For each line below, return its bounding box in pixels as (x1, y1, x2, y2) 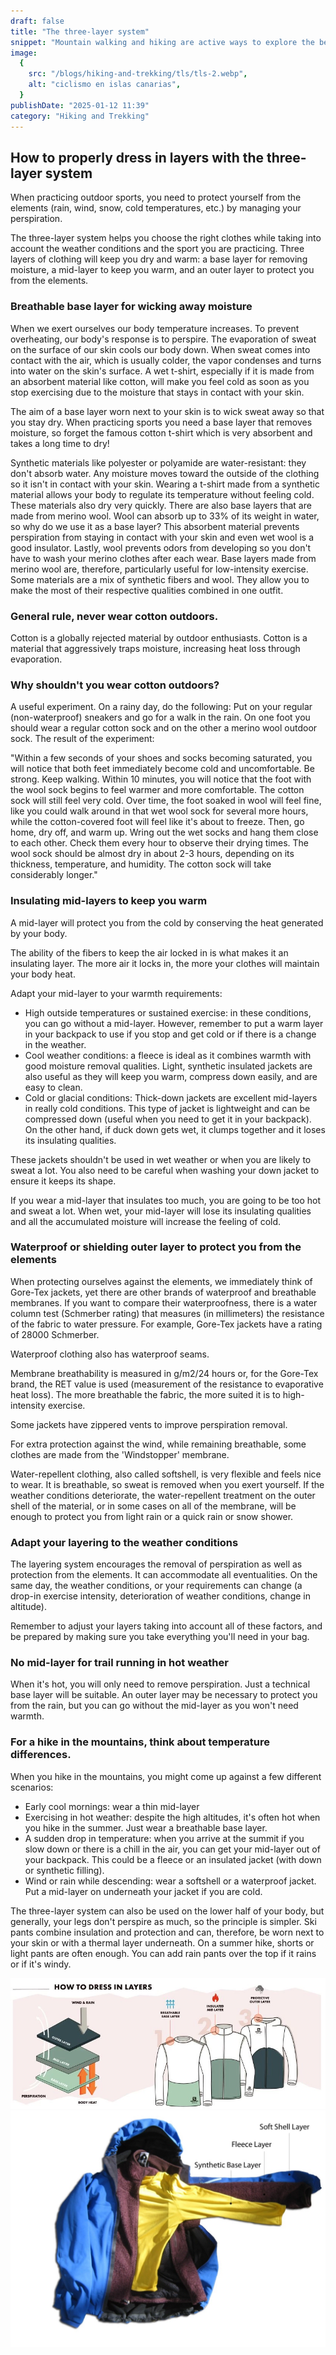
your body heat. (10, 968, 76, 980)
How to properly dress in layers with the (10, 149, 265, 166)
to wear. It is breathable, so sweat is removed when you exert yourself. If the (10, 1478, 325, 1490)
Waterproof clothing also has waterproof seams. (10, 1348, 210, 1360)
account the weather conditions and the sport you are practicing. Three (10, 243, 305, 255)
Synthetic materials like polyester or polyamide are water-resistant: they (10, 456, 307, 469)
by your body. (10, 927, 68, 939)
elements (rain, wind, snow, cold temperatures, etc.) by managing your (10, 202, 302, 214)
